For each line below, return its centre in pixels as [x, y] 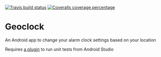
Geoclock [25, 27]
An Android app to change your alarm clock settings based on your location [80, 40]
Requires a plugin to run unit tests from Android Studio [59, 49]
